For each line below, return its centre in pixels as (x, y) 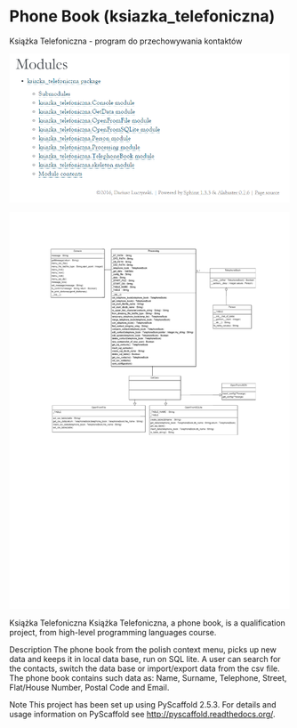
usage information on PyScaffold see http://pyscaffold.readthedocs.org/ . (142, 715)
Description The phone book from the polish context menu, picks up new (143, 650)
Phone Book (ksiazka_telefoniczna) (142, 16)
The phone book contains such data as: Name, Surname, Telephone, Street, (148, 678)
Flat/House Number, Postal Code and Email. (89, 688)
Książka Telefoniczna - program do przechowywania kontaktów (126, 41)
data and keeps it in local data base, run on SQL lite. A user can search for (145, 659)
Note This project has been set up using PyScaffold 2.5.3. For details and (143, 705)
